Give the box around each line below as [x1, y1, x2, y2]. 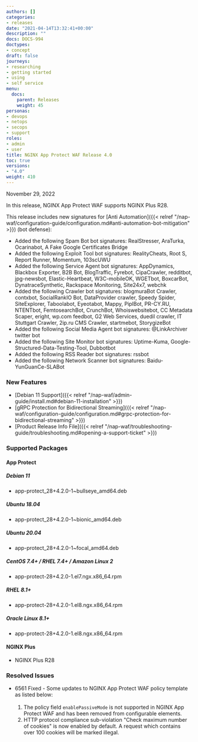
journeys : [6, 58, 31, 64]
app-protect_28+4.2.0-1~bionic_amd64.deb [14, 516, 122, 523]
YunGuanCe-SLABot [14, 363, 65, 370]
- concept [6, 47, 31, 53]
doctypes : [6, 42, 31, 48]
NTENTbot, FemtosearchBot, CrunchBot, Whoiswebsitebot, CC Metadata [14, 306, 193, 314]
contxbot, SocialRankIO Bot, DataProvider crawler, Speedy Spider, [14, 294, 176, 301]
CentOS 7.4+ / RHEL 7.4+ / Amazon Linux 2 [6, 558, 113, 565]
